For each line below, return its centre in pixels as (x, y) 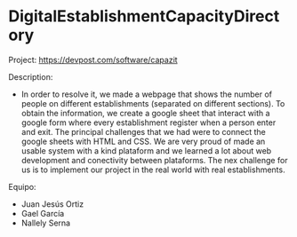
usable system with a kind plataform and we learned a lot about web (146, 150)
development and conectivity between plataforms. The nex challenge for (154, 160)
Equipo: (22, 186)
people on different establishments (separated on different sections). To (153, 103)
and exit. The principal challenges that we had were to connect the (143, 131)
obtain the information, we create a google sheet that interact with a (145, 113)
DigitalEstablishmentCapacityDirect (144, 16)
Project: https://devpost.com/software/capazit (93, 59)
